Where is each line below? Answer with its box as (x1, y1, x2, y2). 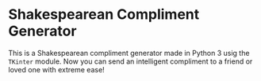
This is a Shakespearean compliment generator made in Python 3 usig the (8, 48, 250, 57)
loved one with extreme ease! (8, 64, 105, 74)
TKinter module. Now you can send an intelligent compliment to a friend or (8, 57, 253, 66)
